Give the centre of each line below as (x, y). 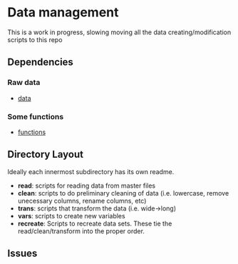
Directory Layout (46, 154)
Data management (63, 12)
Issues (22, 254)
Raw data (24, 83)
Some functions (36, 116)
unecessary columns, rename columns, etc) (82, 200)
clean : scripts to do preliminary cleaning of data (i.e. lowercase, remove (123, 193)
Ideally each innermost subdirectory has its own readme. (91, 171)
